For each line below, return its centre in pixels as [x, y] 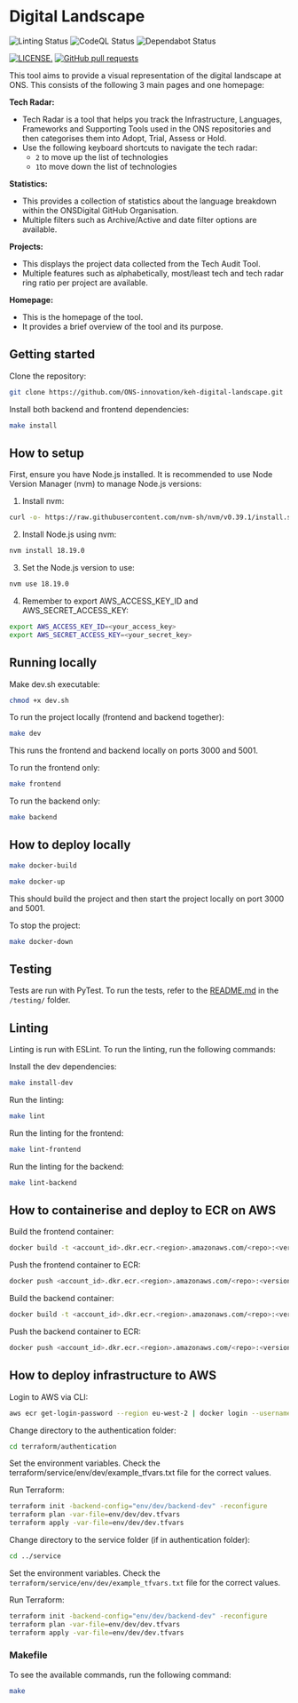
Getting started [52, 354]
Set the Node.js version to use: [78, 568]
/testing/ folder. [40, 1000]
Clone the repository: [48, 376]
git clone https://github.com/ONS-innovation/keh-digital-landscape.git [146, 392]
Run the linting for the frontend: [67, 1133]
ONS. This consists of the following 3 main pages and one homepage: [137, 84]
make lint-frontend [45, 1149]
